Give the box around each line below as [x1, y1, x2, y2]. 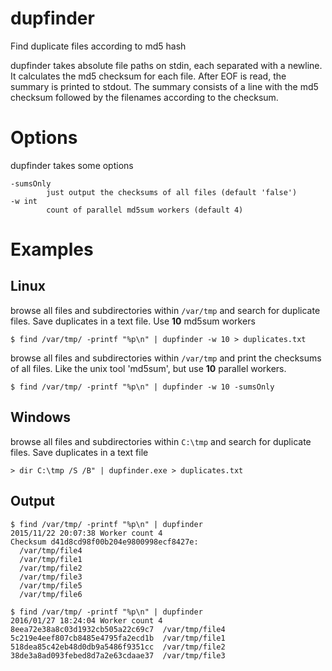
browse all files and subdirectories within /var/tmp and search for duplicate [10, 304, 321, 316]
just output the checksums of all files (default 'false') [46, 187, 298, 197]
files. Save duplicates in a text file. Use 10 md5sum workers [10, 315, 256, 327]
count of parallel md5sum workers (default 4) [46, 205, 244, 215]
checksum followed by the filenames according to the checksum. [10, 91, 279, 103]
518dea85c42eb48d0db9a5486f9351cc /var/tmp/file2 [10, 642, 226, 652]
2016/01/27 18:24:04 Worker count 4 [10, 615, 163, 626]
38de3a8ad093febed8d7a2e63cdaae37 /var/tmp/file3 [10, 650, 226, 661]
